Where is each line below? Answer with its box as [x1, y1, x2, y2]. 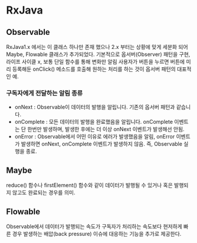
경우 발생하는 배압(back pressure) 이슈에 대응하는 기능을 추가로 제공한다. [12, 230, 182, 237]
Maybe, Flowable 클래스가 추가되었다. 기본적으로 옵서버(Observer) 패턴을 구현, [6, 51, 191, 58]
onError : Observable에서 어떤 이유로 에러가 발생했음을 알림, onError [14, 133, 175, 140]
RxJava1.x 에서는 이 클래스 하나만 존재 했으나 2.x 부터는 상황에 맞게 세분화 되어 [6, 44, 188, 50]
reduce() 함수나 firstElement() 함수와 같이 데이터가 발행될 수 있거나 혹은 [6, 182, 173, 189]
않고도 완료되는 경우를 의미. [12, 189, 75, 196]
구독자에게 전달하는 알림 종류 [6, 89, 83, 97]
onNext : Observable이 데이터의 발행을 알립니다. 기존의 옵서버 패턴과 [14, 104, 175, 111]
